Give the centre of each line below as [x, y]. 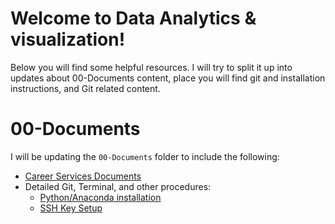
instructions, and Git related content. [85, 88]
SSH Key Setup [71, 208]
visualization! [68, 39]
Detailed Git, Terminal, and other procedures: [118, 186]
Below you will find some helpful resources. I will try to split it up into [151, 67]
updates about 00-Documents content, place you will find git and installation [168, 78]
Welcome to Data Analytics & [133, 18]
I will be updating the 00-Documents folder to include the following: [145, 156]
